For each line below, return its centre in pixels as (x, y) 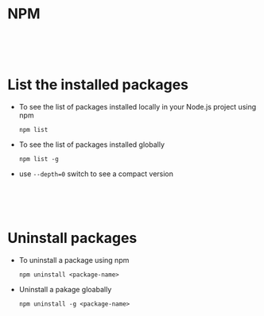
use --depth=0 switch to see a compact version (96, 173)
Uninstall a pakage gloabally (65, 289)
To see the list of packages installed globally (91, 145)
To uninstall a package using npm (74, 260)
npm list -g (39, 159)
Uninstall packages (72, 238)
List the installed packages (98, 85)
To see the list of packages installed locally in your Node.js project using (138, 106)
